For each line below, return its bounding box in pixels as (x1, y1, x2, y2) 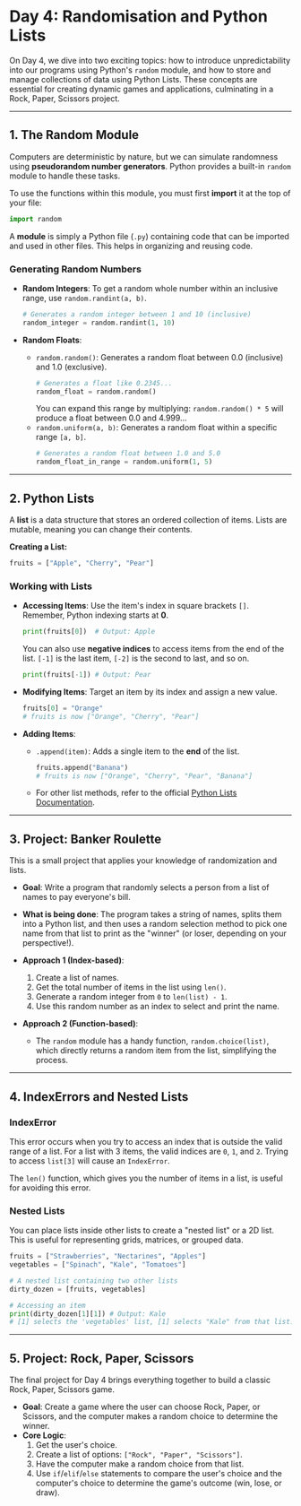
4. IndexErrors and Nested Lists (9, 1089, 189, 1104)
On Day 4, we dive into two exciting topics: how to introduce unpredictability (9, 55, 291, 65)
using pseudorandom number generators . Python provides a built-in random (9, 160, 291, 171)
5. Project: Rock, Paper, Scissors (9, 1351, 194, 1366)
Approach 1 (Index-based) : (21, 955, 125, 965)
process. (35, 1055, 69, 1066)
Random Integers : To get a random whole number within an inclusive (21, 282, 279, 293)
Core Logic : (21, 1430, 67, 1441)
